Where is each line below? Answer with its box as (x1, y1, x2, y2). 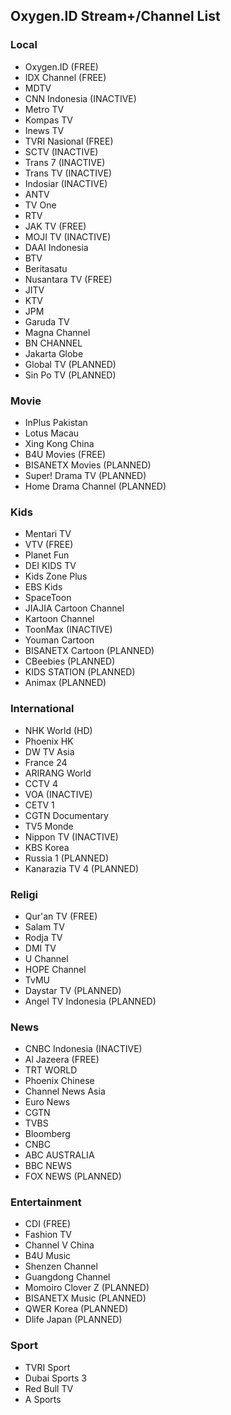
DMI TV (24, 942, 57, 954)
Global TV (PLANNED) (24, 358, 117, 370)
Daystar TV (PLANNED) (24, 984, 122, 996)
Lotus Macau (24, 427, 80, 439)
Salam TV (24, 920, 65, 933)
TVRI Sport (24, 1361, 71, 1373)
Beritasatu (24, 262, 68, 274)
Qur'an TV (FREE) (24, 910, 98, 922)
